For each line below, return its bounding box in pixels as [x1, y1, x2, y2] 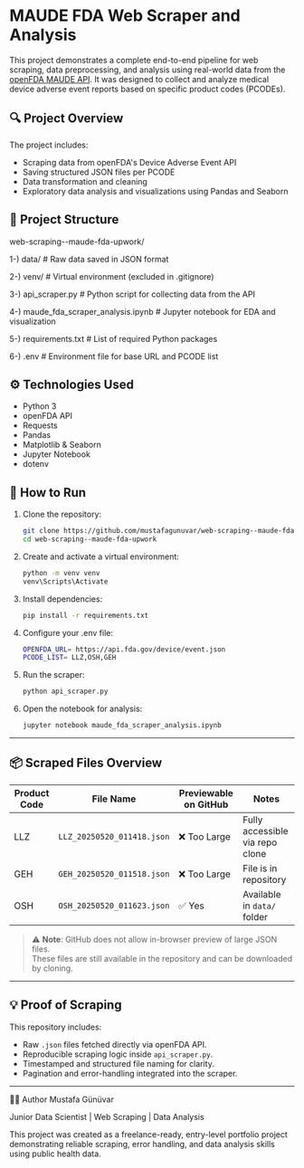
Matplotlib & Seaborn [22, 440, 101, 451]
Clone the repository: [22, 508, 102, 520]
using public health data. [9, 1148, 101, 1159]
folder [242, 910, 269, 923]
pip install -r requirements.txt [22, 611, 149, 620]
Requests [22, 420, 58, 431]
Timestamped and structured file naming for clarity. [22, 1058, 214, 1068]
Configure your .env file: [22, 627, 113, 638]
